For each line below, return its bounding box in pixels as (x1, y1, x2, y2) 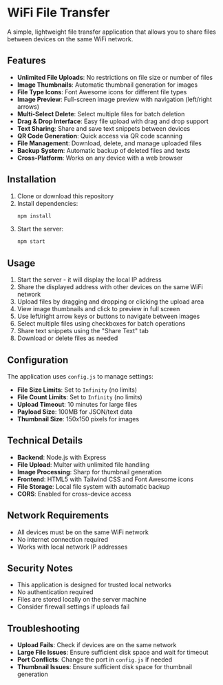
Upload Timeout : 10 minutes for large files (17, 400, 138, 408)
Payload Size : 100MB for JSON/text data (17, 408, 133, 416)
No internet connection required (17, 535, 109, 543)
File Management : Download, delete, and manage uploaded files (17, 139, 202, 147)
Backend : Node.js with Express (17, 453, 107, 461)
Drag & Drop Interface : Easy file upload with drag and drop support (17, 117, 209, 125)
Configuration (7, 354, 69, 366)
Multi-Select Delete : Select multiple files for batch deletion (17, 109, 185, 118)
